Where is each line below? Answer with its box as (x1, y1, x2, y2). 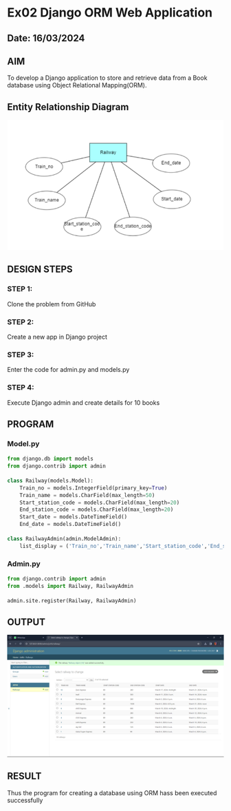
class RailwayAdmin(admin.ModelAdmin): (7, 535, 122, 542)
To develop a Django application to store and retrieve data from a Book (7, 74, 208, 82)
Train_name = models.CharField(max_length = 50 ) (19, 492, 155, 498)
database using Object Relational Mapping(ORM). (7, 81, 147, 89)
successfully (7, 796, 43, 804)
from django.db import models (7, 456, 94, 463)
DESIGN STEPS (7, 264, 74, 275)
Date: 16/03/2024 (7, 32, 85, 44)
